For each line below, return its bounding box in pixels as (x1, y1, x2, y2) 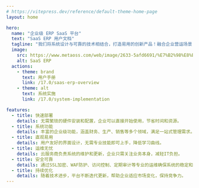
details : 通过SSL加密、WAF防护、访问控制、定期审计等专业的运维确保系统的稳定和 (17, 162, 194, 168)
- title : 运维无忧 (11, 145, 53, 151)
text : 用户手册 (21, 74, 56, 80)
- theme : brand (17, 69, 54, 74)
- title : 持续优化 (11, 167, 53, 173)
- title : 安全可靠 (11, 156, 53, 163)
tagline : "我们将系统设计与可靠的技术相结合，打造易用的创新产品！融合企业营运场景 (11, 41, 192, 47)
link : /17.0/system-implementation (21, 96, 110, 102)
